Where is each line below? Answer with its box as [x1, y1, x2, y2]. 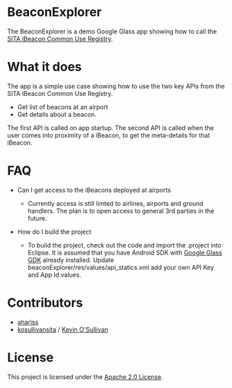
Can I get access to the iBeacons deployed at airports [17, 186, 172, 194]
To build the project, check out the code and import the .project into [27, 241, 222, 249]
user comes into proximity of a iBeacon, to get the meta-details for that [7, 131, 210, 139]
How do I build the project [17, 227, 92, 236]
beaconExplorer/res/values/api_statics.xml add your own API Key [27, 263, 214, 271]
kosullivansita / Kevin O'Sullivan [17, 325, 109, 334]
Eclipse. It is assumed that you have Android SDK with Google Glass [27, 248, 222, 257]
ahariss [17, 318, 39, 326]
